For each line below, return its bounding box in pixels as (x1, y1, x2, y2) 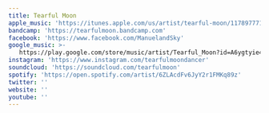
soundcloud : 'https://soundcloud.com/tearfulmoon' (8, 64, 181, 72)
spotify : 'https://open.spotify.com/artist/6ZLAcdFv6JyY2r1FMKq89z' (8, 71, 242, 79)
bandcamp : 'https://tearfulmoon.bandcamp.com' (8, 26, 167, 34)
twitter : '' (8, 78, 48, 86)
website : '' (8, 85, 48, 94)
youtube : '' (8, 93, 48, 101)
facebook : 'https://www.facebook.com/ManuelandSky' (8, 33, 184, 42)
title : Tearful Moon (8, 11, 78, 20)
